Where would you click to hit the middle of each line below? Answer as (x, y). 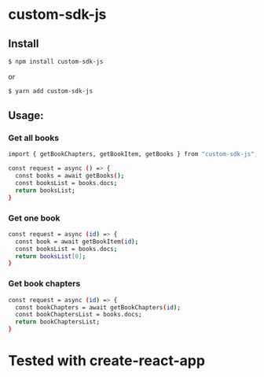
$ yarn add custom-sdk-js (50, 91)
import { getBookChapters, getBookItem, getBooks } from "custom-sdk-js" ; (133, 154)
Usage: (26, 116)
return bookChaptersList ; (58, 322)
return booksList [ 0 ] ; (51, 256)
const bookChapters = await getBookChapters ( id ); (98, 307)
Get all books (34, 138)
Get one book (34, 218)
